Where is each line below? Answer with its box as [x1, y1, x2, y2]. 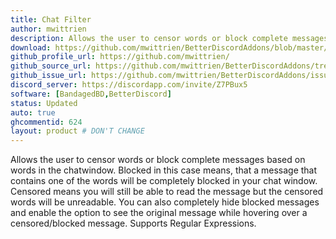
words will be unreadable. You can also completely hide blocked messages [10, 196, 320, 208]
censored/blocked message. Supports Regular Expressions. [10, 217, 257, 230]
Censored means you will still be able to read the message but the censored [10, 186, 324, 198]
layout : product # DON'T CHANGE [10, 126, 145, 136]
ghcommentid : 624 [10, 117, 83, 127]
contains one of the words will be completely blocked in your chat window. [10, 175, 318, 187]
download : [10, 42, 52, 53]
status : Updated [10, 98, 78, 108]
